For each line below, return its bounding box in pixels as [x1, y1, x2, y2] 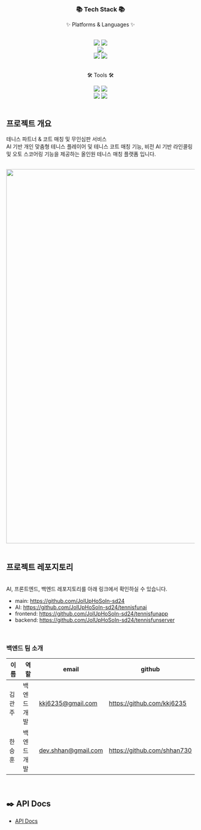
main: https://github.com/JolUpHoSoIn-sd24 [14, 597, 125, 604]
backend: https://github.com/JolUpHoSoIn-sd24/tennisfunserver [14, 616, 175, 623]
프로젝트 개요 [6, 119, 52, 129]
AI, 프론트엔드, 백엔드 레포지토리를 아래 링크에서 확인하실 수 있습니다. [6, 585, 167, 592]
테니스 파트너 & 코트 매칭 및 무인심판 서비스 [6, 135, 107, 143]
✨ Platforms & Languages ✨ [66, 21, 135, 28]
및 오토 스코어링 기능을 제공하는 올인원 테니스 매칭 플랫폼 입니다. [6, 150, 157, 157]
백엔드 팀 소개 [6, 644, 44, 652]
